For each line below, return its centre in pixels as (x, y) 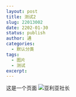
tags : (13, 55)
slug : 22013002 (25, 22)
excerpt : (17, 71)
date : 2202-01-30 (27, 28)
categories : (20, 44)
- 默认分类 (23, 49)
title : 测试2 (21, 17)
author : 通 (19, 38)
